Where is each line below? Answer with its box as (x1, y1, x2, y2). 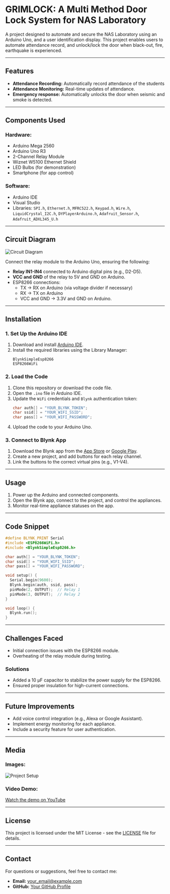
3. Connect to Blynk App (5, 437, 67, 444)
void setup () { (5, 573, 37, 578)
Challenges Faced (5, 634, 63, 642)
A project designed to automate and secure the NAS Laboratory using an (5, 31, 157, 37)
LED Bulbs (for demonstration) (12, 164, 76, 171)
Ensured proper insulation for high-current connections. (12, 683, 130, 689)
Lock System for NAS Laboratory (5, 14, 146, 26)
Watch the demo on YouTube (5, 797, 66, 803)
